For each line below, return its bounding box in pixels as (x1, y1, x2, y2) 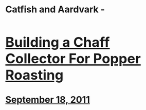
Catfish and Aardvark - (5, 4, 105, 15)
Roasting (5, 66, 64, 83)
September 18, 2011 (5, 94, 90, 105)
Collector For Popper (5, 50, 141, 67)
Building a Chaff (5, 33, 110, 50)
